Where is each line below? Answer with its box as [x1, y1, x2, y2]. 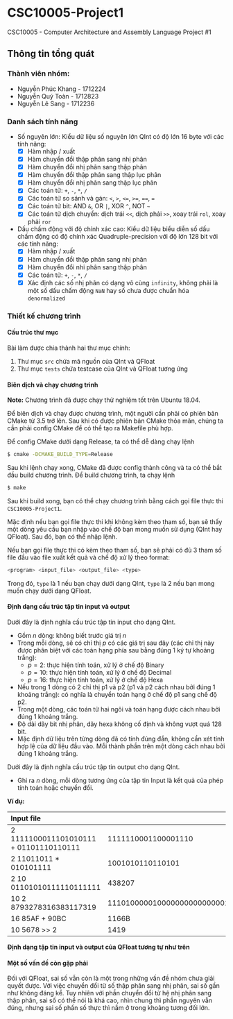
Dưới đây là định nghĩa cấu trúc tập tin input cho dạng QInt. [7, 618, 176, 626]
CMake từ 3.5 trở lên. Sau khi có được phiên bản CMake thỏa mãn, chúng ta [7, 416, 224, 425]
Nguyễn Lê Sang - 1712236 [17, 99, 95, 108]
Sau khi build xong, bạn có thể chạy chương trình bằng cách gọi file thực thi [7, 496, 223, 505]
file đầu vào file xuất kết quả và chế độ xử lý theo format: [7, 553, 170, 562]
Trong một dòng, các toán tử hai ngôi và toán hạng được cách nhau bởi [17, 705, 221, 713]
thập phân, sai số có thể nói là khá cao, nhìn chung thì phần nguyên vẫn [7, 996, 213, 1004]
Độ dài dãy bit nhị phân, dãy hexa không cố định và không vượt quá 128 [17, 720, 222, 728]
